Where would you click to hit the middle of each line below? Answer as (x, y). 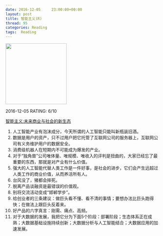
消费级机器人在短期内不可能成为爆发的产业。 (58, 150)
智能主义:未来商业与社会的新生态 (38, 121)
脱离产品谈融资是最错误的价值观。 (47, 186)
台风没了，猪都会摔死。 (36, 180)
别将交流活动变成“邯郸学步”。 (42, 192)
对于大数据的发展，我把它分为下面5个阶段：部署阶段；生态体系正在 (80, 217)
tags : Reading (21, 32)
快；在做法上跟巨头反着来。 (41, 204)
